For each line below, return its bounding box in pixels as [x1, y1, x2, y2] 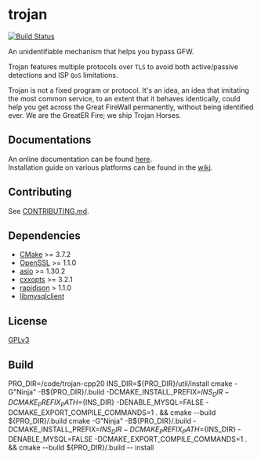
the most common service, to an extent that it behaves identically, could [8, 94, 241, 103]
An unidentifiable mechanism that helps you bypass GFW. [8, 46, 194, 56]
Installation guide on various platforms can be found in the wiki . [8, 163, 213, 172]
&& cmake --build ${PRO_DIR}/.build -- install [8, 442, 154, 453]
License [8, 314, 48, 328]
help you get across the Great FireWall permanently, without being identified [8, 102, 254, 112]
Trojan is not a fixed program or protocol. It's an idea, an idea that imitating [8, 85, 249, 95]
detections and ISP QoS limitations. [8, 70, 119, 79]
